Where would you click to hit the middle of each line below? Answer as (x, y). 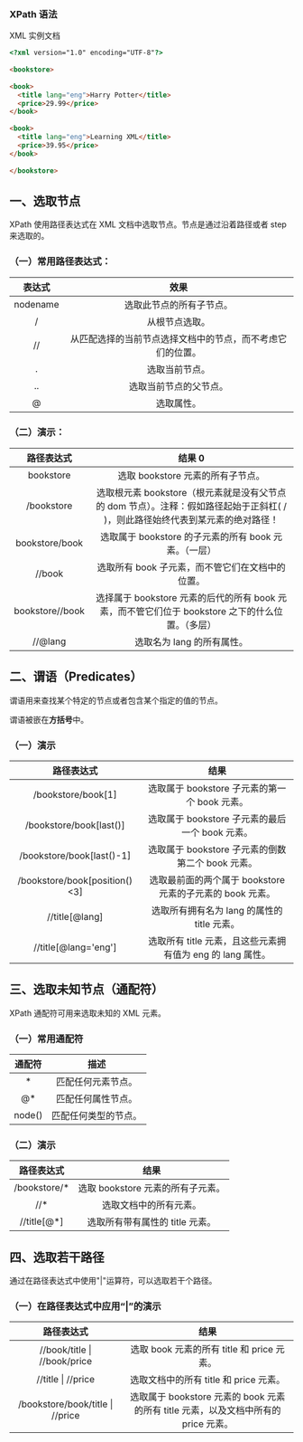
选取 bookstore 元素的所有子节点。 (191, 475)
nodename (37, 304)
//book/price (66, 1361)
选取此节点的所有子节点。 (178, 305)
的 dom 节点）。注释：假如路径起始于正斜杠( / (191, 506)
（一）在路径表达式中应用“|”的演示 (86, 1306)
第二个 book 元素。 (217, 863)
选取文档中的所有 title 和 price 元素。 (208, 1380)
